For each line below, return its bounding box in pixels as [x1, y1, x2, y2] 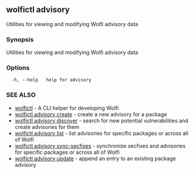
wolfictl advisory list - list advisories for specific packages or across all [14, 129, 189, 137]
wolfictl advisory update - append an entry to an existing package [14, 154, 176, 162]
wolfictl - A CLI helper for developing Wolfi [14, 104, 119, 112]
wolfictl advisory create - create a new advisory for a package [14, 110, 167, 118]
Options [6, 64, 30, 72]
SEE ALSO [6, 91, 36, 99]
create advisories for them [14, 123, 80, 130]
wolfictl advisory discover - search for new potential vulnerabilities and [14, 117, 189, 124]
